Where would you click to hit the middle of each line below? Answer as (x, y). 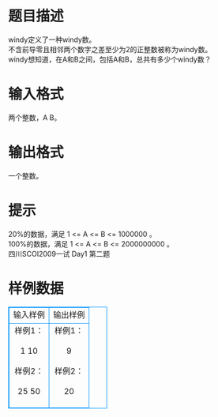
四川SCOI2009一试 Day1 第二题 (59, 254)
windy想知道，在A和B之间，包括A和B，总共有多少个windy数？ (110, 59)
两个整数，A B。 (35, 117)
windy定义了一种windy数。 (52, 39)
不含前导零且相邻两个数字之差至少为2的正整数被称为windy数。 (110, 49)
